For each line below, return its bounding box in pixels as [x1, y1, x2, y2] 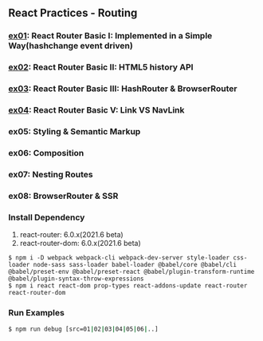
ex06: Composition [8, 147, 84, 158]
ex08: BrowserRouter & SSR [8, 190, 119, 201]
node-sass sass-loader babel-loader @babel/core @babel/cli [33, 261, 237, 269]
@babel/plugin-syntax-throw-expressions [8, 275, 145, 283]
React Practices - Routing [8, 6, 138, 20]
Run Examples [8, 307, 65, 318]
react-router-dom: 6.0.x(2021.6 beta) [19, 239, 141, 248]
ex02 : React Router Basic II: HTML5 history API [8, 61, 194, 73]
